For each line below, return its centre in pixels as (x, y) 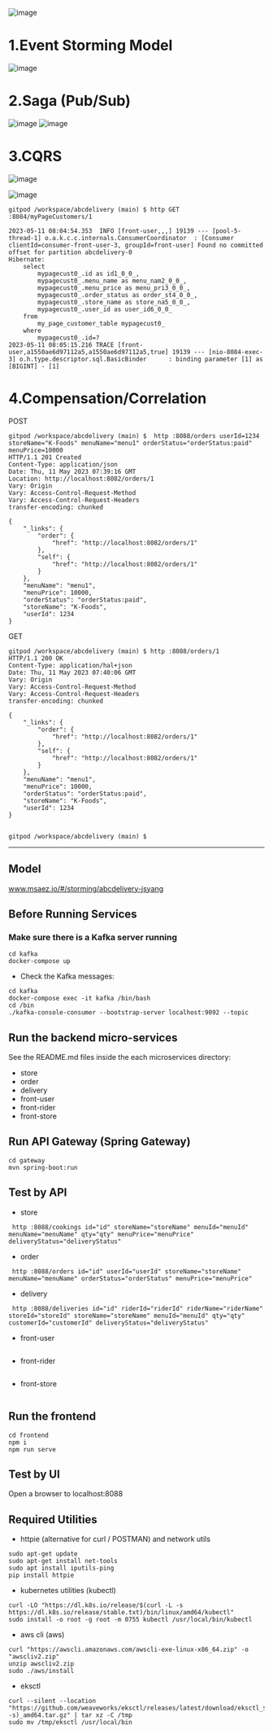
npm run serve (32, 1449)
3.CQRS (35, 157)
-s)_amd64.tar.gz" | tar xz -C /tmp (70, 1715)
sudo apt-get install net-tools (63, 1561)
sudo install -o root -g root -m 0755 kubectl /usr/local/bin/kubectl (130, 1620)
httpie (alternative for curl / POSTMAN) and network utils (115, 1539)
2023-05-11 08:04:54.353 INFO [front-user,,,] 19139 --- (108, 231)
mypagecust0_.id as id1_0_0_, (89, 274)
